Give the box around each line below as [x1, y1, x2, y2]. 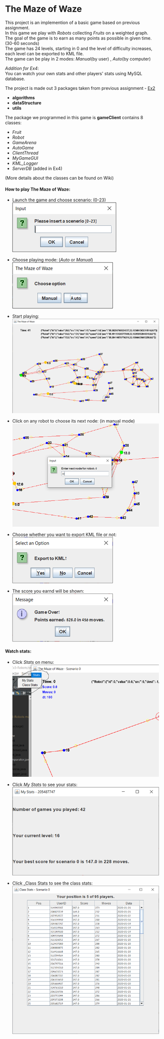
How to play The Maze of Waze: [5, 186, 71, 192]
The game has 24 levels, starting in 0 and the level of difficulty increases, [5, 45, 153, 51]
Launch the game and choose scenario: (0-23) [12, 197, 106, 203]
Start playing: [12, 314, 40, 319]
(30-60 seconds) [5, 40, 40, 46]
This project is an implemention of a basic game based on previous [5, 20, 140, 25]
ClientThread [12, 150, 39, 156]
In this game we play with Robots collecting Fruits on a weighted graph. [5, 30, 149, 36]
